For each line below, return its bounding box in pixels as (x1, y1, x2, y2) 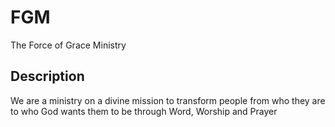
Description (10, 68, 85, 85)
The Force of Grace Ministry (10, 39, 127, 51)
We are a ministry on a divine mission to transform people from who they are (10, 94, 326, 106)
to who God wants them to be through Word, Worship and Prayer (10, 105, 278, 117)
